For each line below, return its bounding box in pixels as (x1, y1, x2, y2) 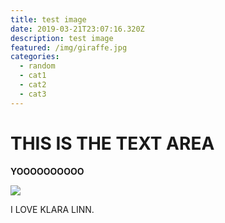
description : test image (10, 33, 114, 43)
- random (19, 61, 56, 71)
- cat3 (19, 89, 47, 99)
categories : (10, 52, 60, 62)
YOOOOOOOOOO (10, 165, 85, 177)
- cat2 (19, 80, 47, 90)
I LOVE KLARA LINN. (10, 203, 95, 215)
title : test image (10, 14, 87, 25)
